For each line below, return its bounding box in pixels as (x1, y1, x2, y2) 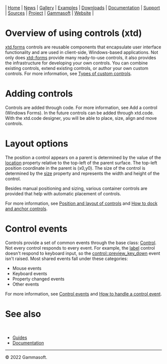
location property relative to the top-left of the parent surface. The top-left (5, 160, 158, 166)
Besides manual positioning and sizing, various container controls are (5, 185, 148, 191)
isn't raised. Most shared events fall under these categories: (5, 255, 128, 262)
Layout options (5, 138, 69, 149)
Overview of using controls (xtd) (5, 27, 142, 39)
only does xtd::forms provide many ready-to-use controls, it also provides (5, 54, 157, 60)
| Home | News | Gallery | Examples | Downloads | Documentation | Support (5, 5, 160, 10)
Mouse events (12, 265, 42, 271)
